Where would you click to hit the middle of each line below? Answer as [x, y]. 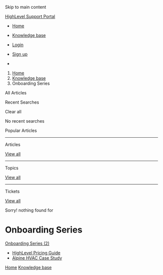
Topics [12, 168]
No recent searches [25, 121]
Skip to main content [26, 7]
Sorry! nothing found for [29, 210]
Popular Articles [21, 130]
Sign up [20, 54]
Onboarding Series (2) [27, 243]
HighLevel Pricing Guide [36, 253]
